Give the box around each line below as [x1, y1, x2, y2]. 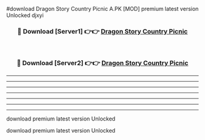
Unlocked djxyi [6, 12, 44, 19]
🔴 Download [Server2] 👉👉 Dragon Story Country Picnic [16, 59, 189, 68]
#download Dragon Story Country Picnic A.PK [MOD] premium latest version [6, 5, 199, 12]
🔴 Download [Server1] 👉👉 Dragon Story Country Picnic [17, 27, 188, 35]
